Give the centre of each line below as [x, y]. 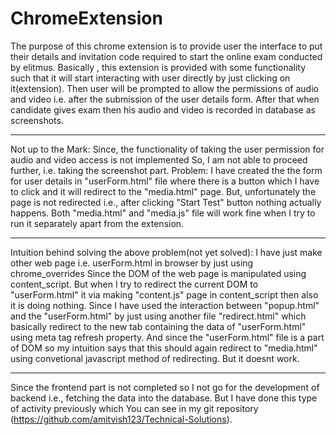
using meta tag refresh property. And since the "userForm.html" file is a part [167, 337]
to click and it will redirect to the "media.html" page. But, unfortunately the [163, 191]
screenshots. [37, 120]
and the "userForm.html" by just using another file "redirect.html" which [158, 316]
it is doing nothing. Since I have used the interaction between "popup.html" [165, 305]
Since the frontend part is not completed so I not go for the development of [165, 387]
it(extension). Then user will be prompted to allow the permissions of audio [164, 88]
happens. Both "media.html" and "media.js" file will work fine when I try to [163, 213]
